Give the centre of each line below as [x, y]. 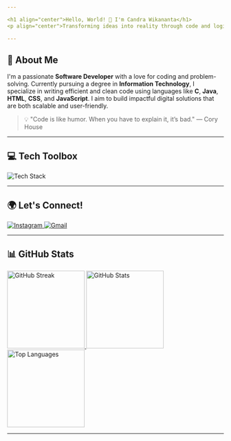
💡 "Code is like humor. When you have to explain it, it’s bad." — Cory [121, 119]
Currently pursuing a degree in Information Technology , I [112, 84]
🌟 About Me [33, 60]
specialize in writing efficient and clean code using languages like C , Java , [113, 91]
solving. [18, 84]
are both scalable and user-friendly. [58, 106]
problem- [203, 77]
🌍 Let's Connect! [45, 205]
